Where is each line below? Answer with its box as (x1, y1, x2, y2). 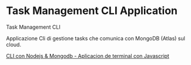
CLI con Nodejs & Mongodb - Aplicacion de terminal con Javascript (6, 52, 169, 59)
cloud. (6, 41, 22, 48)
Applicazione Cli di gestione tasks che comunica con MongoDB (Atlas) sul (6, 35, 185, 42)
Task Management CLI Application (6, 4, 178, 18)
